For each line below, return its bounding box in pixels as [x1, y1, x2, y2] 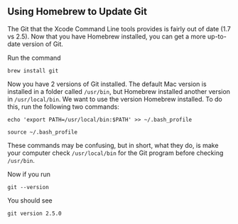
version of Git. [21, 39, 64, 48]
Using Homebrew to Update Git [7, 6, 148, 18]
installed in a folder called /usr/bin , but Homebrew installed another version [7, 87, 231, 95]
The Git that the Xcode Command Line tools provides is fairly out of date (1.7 [7, 24, 231, 33]
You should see [7, 196, 53, 205]
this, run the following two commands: [7, 102, 119, 111]
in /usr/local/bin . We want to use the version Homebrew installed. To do [7, 95, 222, 103]
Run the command [7, 53, 62, 62]
